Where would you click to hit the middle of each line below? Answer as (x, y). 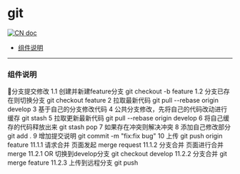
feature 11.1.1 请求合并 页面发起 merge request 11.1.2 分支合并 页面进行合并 (115, 145)
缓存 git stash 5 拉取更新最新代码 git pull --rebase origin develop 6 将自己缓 (119, 118)
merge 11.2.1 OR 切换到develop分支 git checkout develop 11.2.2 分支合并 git (117, 154)
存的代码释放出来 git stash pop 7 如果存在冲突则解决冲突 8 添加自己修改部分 (119, 127)
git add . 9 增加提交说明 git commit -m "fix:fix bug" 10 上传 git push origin (115, 136)
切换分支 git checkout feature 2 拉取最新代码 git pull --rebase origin (119, 101)
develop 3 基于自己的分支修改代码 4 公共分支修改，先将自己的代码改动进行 (117, 109)
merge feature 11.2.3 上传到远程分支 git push (73, 163)
